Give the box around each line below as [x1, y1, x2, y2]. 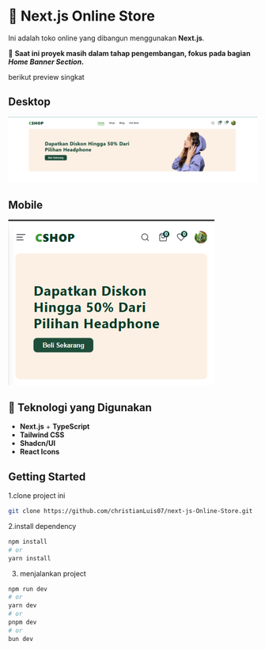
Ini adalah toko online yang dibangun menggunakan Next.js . [8, 33, 205, 43]
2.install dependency [8, 521, 77, 530]
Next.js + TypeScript [19, 422, 90, 432]
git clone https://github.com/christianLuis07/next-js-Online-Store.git [8, 508, 253, 515]
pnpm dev [8, 618, 37, 627]
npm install [8, 538, 47, 545]
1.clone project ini [8, 491, 66, 500]
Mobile [8, 198, 44, 212]
